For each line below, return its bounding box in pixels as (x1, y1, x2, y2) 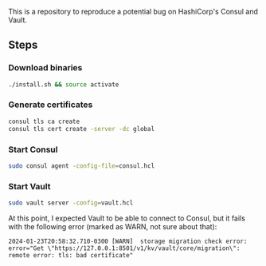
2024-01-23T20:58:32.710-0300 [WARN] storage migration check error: (8, 237, 248, 245)
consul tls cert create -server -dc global (8, 125, 155, 133)
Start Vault (8, 181, 51, 192)
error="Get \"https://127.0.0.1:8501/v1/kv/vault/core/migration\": (8, 244, 241, 252)
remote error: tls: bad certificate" (8, 251, 134, 259)
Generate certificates (8, 99, 93, 110)
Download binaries (8, 62, 83, 73)
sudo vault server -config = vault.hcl (8, 199, 134, 207)
